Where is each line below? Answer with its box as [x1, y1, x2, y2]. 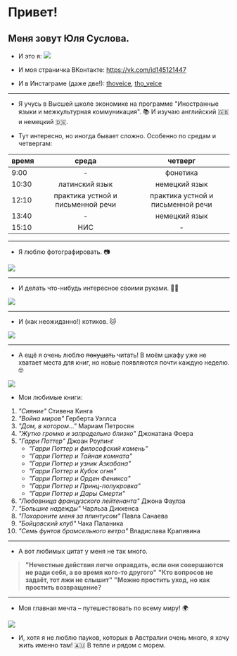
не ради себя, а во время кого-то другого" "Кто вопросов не [25, 569, 214, 576]
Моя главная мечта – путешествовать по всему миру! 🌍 [18, 604, 189, 612]
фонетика [165, 168, 198, 177]
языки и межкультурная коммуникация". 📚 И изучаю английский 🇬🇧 [18, 107, 229, 116]
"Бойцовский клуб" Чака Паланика [18, 519, 124, 528]
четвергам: [18, 139, 53, 147]
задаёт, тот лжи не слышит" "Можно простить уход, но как [25, 576, 210, 584]
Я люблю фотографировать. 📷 [18, 248, 110, 256]
